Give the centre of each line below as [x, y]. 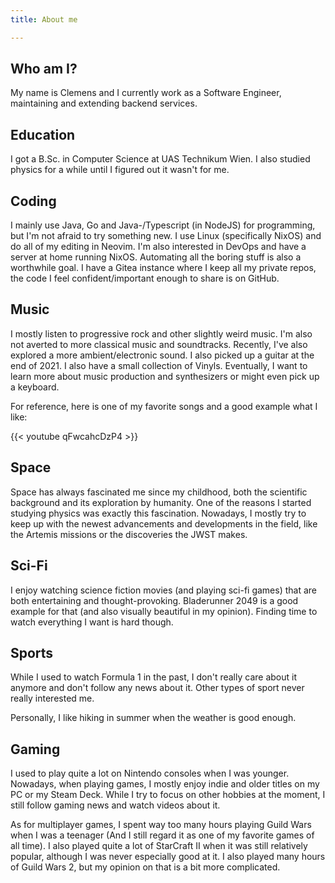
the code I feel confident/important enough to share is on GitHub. [145, 278]
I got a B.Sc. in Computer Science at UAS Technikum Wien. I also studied [160, 159]
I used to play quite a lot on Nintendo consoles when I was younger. [150, 773]
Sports [32, 652]
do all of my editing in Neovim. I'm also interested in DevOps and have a [158, 247]
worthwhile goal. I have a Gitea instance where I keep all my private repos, [163, 268]
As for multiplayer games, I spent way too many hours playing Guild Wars [161, 825]
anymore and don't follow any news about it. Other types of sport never [157, 688]
